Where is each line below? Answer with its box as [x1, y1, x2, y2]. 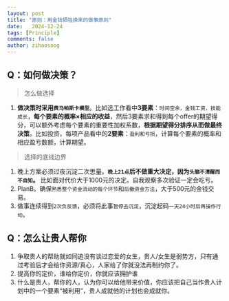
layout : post [7, 10, 45, 17]
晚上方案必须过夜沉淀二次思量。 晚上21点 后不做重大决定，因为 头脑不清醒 [17, 167, 215, 176]
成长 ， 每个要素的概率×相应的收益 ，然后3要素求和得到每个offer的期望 [17, 112, 212, 121]
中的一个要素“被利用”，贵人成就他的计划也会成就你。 [23, 287, 174, 295]
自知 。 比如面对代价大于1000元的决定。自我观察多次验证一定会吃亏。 [22, 176, 217, 184]
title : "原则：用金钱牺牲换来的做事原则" [7, 17, 112, 23]
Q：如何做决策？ [7, 70, 78, 81]
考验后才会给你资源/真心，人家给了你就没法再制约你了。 [23, 260, 182, 269]
